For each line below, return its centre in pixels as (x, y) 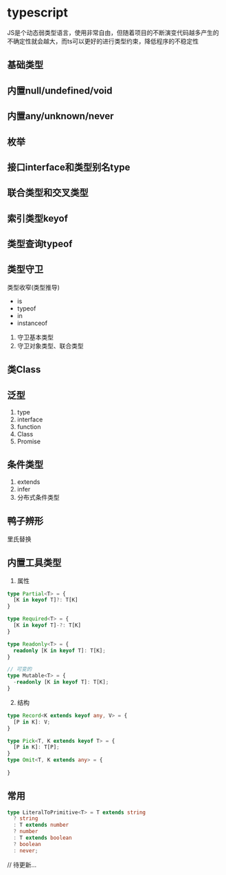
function (29, 427)
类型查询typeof (40, 244)
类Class (24, 370)
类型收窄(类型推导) (34, 287)
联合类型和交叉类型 (48, 193)
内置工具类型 (34, 563)
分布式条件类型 (38, 497)
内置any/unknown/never (61, 116)
